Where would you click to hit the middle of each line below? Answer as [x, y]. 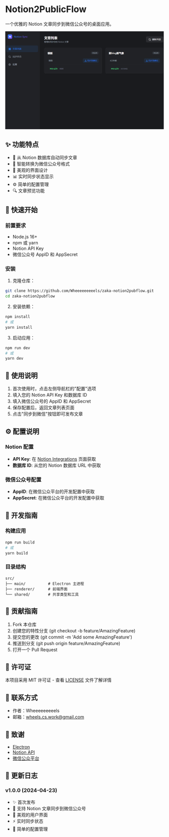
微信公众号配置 [23, 479]
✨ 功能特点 [22, 144]
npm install [18, 317]
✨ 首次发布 [24, 802]
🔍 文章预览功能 [29, 191]
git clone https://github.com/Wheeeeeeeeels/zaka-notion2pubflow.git [80, 291]
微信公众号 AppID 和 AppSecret [45, 255]
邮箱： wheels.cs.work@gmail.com [48, 717]
